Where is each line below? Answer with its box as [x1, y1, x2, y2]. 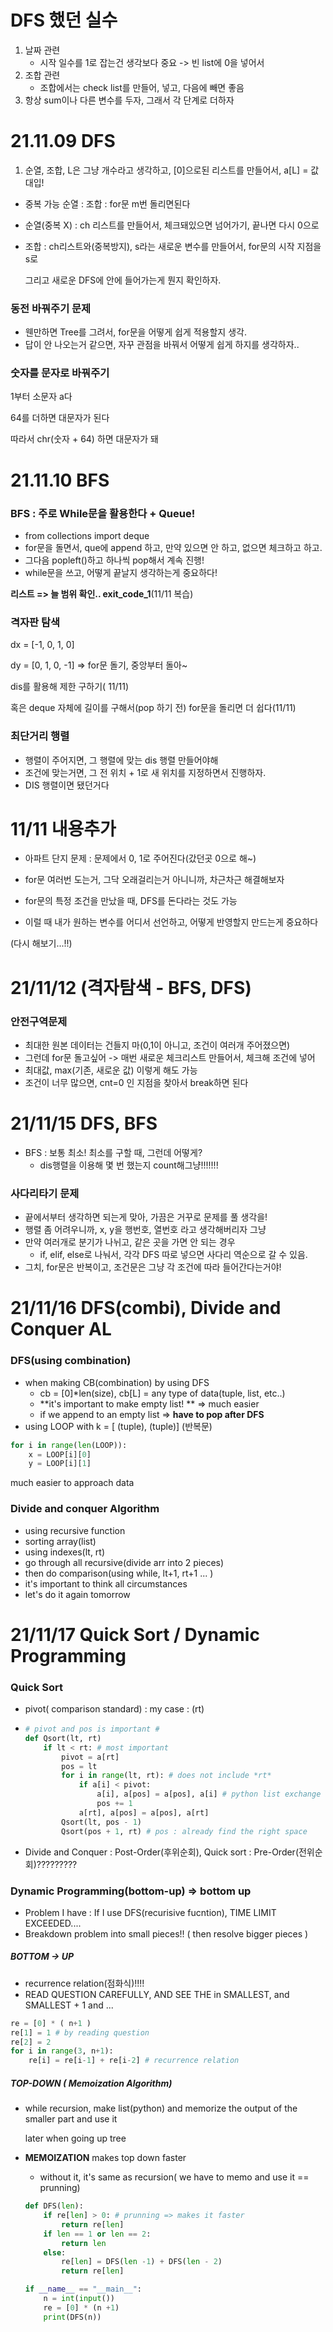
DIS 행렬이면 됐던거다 [24, 779, 110, 791]
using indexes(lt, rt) [24, 1546, 106, 1558]
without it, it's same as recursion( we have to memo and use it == [39, 2171, 310, 2183]
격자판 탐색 [10, 615, 61, 629]
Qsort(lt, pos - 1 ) [61, 1817, 142, 1827]
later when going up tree [24, 2132, 127, 2145]
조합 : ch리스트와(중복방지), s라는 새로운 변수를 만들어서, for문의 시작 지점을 [24, 240, 322, 252]
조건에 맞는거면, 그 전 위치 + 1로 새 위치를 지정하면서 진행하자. [24, 766, 267, 778]
